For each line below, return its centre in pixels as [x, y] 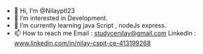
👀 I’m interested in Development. [61, 18]
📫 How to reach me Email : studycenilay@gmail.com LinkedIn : [105, 33]
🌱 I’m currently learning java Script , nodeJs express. [90, 25]
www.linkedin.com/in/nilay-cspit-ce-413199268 [82, 43]
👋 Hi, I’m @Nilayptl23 [44, 11]
